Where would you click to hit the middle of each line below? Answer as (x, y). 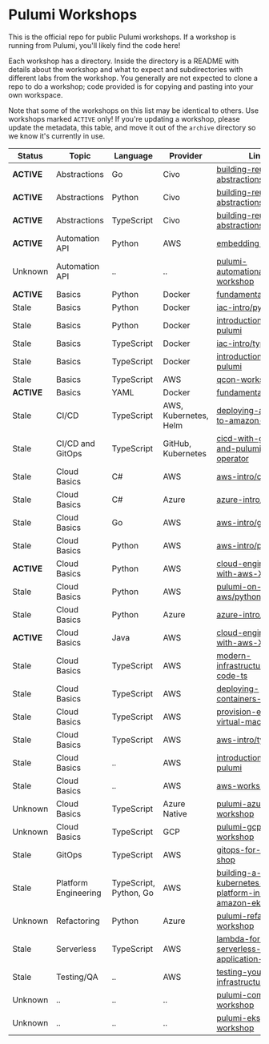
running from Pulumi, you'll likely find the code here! (94, 45)
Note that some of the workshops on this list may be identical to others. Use (133, 110)
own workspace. (36, 94)
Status (30, 155)
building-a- (239, 873)
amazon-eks (241, 902)
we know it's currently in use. (57, 136)
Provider (186, 155)
